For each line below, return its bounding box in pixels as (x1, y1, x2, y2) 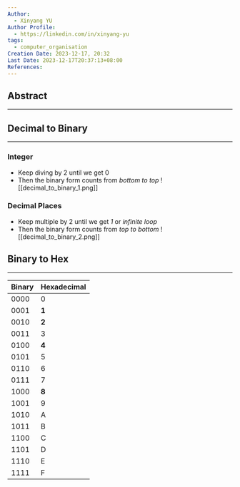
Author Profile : (7, 24, 56, 31)
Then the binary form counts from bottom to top (17, 175, 159, 184)
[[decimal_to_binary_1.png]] (17, 183, 99, 192)
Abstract (7, 90, 48, 102)
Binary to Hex (7, 253, 69, 265)
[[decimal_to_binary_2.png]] (17, 232, 100, 241)
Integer (7, 152, 34, 162)
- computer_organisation (14, 43, 88, 51)
